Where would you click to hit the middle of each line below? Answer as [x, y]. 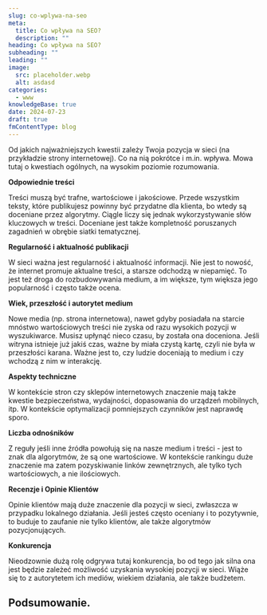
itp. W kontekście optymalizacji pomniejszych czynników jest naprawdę [126, 408]
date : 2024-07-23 [37, 112]
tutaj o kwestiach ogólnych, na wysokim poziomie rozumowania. [114, 166]
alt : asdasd [35, 82]
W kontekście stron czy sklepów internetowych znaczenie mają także [122, 392]
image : [19, 68]
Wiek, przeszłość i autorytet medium [71, 303]
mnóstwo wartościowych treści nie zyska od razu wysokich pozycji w [122, 327]
